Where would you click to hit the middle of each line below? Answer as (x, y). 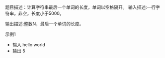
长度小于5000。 (47, 13)
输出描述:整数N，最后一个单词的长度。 (44, 24)
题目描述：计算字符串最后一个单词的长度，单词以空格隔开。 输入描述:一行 (80, 7)
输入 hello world (29, 45)
